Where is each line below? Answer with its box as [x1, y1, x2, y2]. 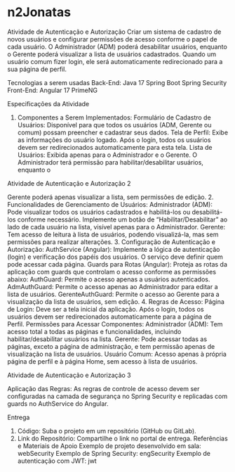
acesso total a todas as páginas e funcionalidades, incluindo [7, 327, 182, 336]
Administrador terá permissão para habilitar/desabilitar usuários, [17, 158, 203, 166]
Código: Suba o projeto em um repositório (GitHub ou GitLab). [17, 426, 196, 435]
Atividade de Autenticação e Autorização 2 [7, 179, 131, 187]
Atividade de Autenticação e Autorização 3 [7, 371, 131, 379]
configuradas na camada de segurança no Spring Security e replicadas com [7, 392, 228, 400]
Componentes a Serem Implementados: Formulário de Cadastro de [17, 113, 212, 122]
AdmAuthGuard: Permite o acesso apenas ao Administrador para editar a [7, 282, 219, 291]
